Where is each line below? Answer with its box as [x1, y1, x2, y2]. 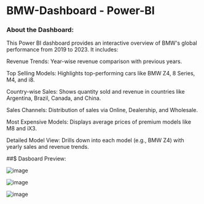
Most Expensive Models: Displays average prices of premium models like [6, 118, 192, 126]
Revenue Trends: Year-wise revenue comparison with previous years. [6, 58, 182, 65]
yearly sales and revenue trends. [6, 143, 89, 151]
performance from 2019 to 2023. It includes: [6, 46, 119, 53]
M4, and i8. [6, 76, 35, 83]
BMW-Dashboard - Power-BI [6, 4, 155, 18]
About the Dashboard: [6, 26, 74, 34]
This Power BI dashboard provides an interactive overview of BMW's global [6, 39, 198, 47]
